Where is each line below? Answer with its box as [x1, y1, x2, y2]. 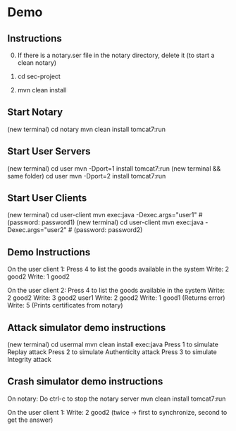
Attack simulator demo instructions [7, 322, 166, 334]
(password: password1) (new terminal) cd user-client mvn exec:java [7, 218, 204, 226]
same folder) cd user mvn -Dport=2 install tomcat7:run [7, 171, 166, 180]
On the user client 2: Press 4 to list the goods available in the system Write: [7, 286, 225, 295]
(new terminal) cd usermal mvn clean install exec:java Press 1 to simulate [7, 340, 218, 349]
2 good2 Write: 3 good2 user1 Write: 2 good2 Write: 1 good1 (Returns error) [7, 293, 225, 302]
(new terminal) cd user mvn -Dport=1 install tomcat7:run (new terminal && [7, 164, 221, 173]
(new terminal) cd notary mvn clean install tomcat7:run [7, 125, 166, 133]
